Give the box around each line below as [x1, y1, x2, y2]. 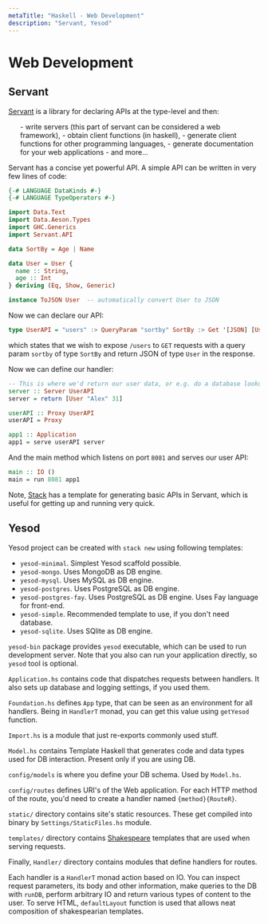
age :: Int [15, 274, 52, 282]
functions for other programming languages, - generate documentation [19, 139, 254, 148]
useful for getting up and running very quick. [8, 498, 156, 507]
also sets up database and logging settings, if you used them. [8, 682, 211, 692]
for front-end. [19, 600, 65, 610]
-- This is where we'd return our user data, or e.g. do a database [8, 380, 241, 388]
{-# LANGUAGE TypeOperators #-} [8, 194, 116, 202]
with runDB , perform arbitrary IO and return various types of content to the [8, 889, 251, 898]
